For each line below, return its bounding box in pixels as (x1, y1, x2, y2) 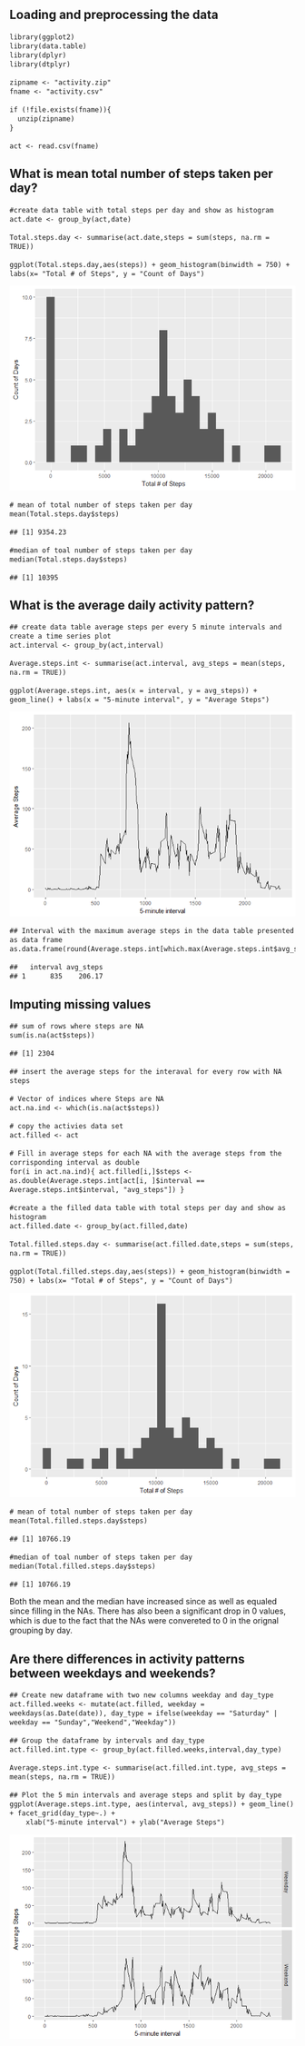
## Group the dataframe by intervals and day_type (9, 1736, 205, 1745)
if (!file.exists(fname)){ (9, 104, 112, 114)
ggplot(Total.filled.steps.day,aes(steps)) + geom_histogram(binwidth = (9, 1267, 290, 1276)
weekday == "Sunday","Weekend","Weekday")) (9, 1718, 177, 1727)
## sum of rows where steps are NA (9, 1022, 144, 1031)
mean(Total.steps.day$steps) (9, 509, 120, 519)
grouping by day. (9, 1625, 73, 1636)
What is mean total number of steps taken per (9, 166, 274, 182)
